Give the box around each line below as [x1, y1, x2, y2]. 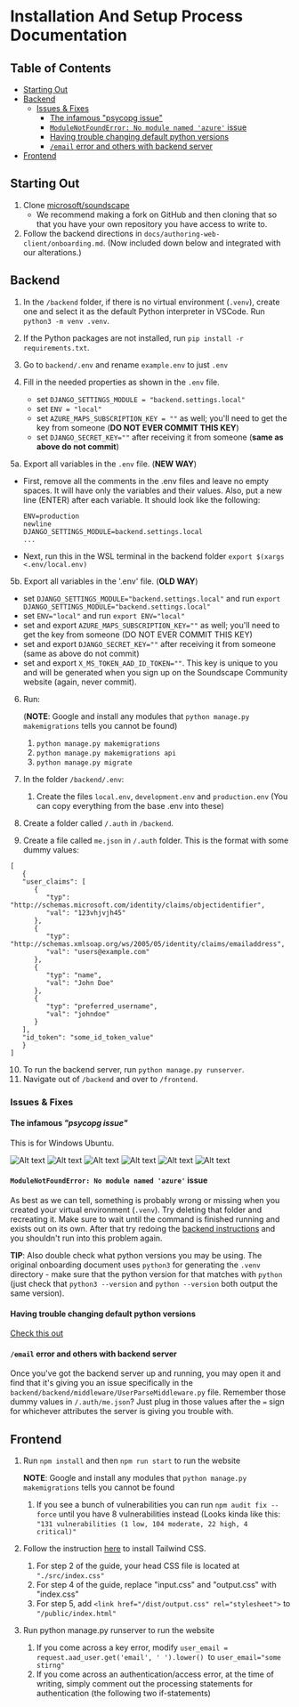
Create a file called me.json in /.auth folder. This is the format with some [22, 835, 289, 845]
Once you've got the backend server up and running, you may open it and [10, 1368, 281, 1379]
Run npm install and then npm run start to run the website [22, 1455, 241, 1466]
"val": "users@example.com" [45, 947, 150, 956]
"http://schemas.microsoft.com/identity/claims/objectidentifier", [10, 901, 266, 910]
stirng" [36, 1662, 65, 1671]
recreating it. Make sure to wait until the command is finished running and [10, 1213, 280, 1225]
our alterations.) [22, 247, 83, 257]
